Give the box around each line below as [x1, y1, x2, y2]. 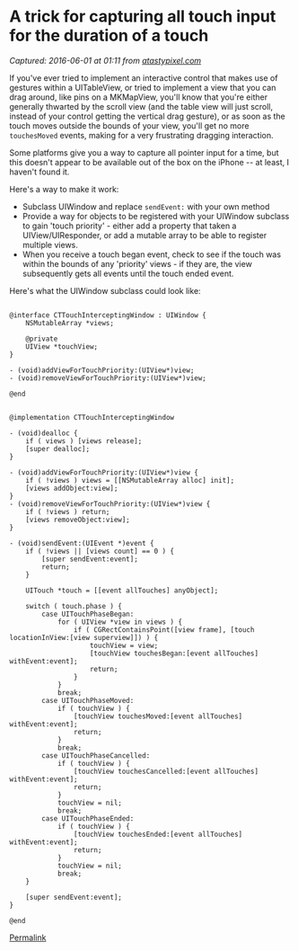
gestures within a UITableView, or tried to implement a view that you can [9, 82, 276, 93]
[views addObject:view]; [25, 484, 118, 493]
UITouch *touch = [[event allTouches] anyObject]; [25, 586, 219, 595]
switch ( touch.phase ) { [25, 601, 123, 610]
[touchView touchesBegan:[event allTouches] [89, 649, 259, 658]
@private [25, 334, 58, 343]
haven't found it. [9, 166, 70, 177]
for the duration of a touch [9, 25, 209, 46]
